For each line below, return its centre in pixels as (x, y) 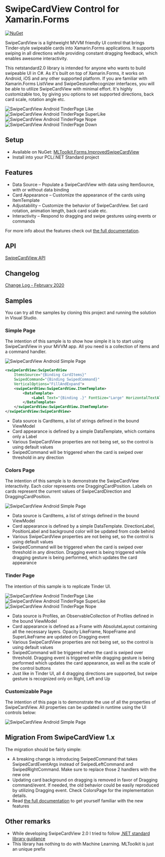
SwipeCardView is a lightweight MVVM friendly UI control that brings (75, 42)
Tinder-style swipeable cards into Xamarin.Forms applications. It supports (80, 48)
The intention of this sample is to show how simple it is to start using (74, 341)
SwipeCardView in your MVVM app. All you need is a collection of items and (82, 347)
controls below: (21, 712)
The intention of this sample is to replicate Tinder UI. (58, 586)
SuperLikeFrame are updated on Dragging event (61, 636)
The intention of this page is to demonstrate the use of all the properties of (81, 702)
